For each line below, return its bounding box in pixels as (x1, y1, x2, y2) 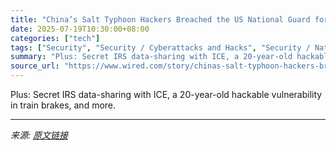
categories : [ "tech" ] (10, 33, 101, 43)
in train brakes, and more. (10, 99, 117, 111)
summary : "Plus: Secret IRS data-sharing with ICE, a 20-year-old (10, 52, 293, 62)
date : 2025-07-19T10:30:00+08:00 (10, 24, 150, 34)
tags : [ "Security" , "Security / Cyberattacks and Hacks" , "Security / (10, 42, 311, 53)
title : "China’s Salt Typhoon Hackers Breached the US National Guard (10, 14, 311, 25)
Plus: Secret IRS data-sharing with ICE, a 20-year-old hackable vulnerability (10, 89, 323, 100)
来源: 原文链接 (10, 129, 68, 141)
